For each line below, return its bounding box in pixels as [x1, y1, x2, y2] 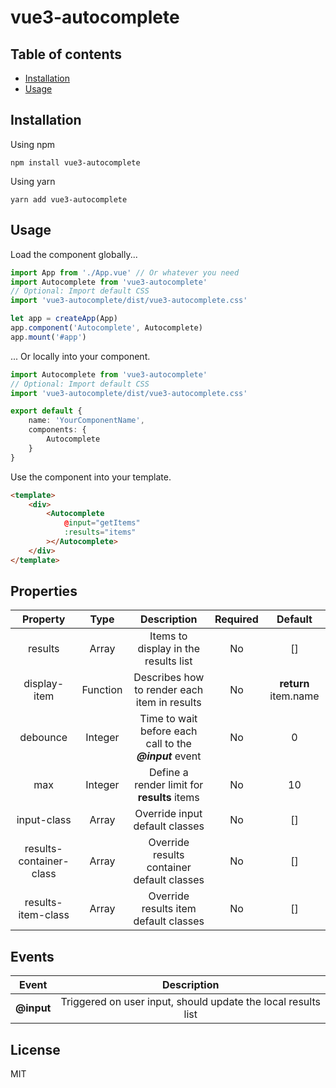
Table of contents [10, 46, 122, 63]
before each [139, 724, 198, 738]
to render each [134, 683, 204, 697]
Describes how [133, 671, 205, 685]
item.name [269, 689, 320, 703]
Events [10, 948, 55, 965]
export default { [10, 406, 83, 416]
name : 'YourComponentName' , [28, 416, 145, 426]
